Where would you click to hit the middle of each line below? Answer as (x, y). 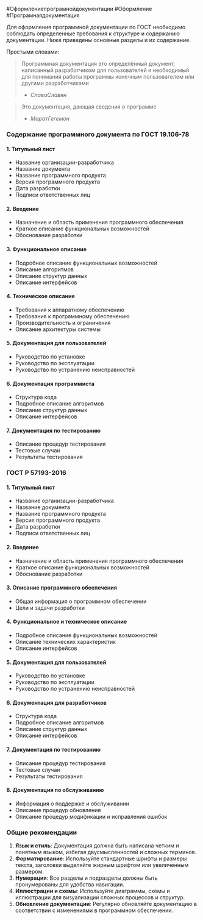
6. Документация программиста (50, 383)
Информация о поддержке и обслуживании (72, 804)
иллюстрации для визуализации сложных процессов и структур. (100, 897)
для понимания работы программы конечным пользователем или (108, 77)
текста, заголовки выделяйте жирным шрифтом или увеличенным (102, 865)
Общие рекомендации (42, 832)
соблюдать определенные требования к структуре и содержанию (93, 34)
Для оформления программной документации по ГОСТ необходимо (96, 27)
